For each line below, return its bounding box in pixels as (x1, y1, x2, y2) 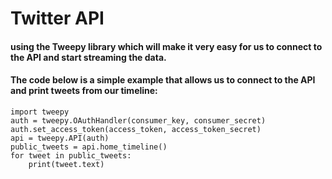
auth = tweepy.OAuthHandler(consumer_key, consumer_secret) (10, 115, 267, 126)
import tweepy (10, 107, 70, 117)
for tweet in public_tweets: (10, 150, 132, 161)
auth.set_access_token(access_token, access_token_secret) (10, 124, 262, 134)
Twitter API (10, 7, 105, 30)
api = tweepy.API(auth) (10, 133, 110, 143)
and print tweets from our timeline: (10, 85, 158, 97)
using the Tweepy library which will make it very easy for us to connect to (10, 40, 323, 52)
